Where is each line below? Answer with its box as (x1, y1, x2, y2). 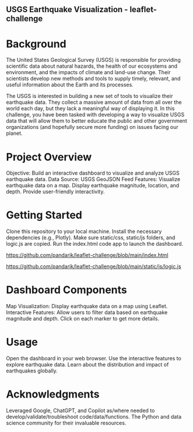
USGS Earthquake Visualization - (6, 5, 128, 15)
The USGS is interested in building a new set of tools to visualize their (6, 93, 173, 100)
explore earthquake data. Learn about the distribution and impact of (6, 361, 169, 368)
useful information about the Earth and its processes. (6, 81, 134, 88)
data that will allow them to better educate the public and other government (6, 117, 188, 124)
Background (6, 37, 66, 50)
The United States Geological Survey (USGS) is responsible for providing (6, 57, 181, 64)
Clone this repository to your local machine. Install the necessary (6, 228, 162, 235)
